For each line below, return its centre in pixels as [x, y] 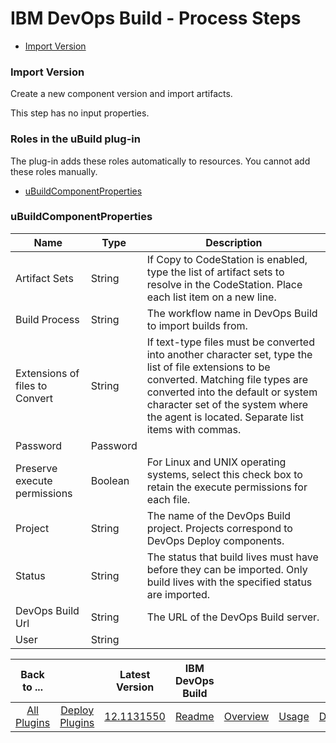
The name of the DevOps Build [219, 515]
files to [31, 385]
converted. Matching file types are [227, 379]
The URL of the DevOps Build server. [233, 617]
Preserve [36, 468]
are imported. [178, 594]
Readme [195, 716]
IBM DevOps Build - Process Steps [156, 18]
